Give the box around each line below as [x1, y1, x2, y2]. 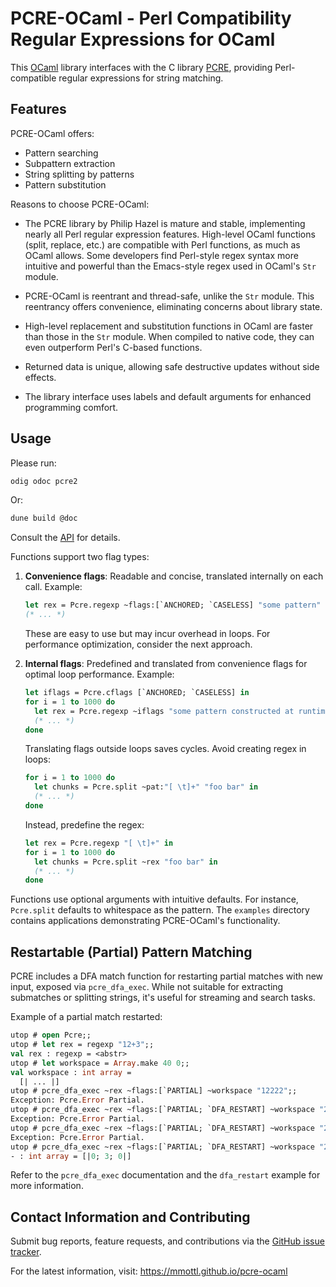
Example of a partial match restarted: [10, 1011, 163, 1023]
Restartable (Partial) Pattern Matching [10, 943, 253, 961]
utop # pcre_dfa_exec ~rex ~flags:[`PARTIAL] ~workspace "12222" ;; [10, 1086, 298, 1096]
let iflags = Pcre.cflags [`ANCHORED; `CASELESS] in [24, 688, 250, 698]
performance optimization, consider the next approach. [24, 638, 253, 651]
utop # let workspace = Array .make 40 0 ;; [10, 1058, 190, 1068]
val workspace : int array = [10, 1067, 132, 1077]
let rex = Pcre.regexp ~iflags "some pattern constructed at [34, 706, 295, 716]
